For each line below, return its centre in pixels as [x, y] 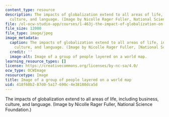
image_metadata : [22, 38]
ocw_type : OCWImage [26, 71]
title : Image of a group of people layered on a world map [68, 80]
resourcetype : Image [27, 75]
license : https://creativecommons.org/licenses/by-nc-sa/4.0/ [72, 66]
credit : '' [21, 52]
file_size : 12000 [23, 29]
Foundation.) [18, 109]
